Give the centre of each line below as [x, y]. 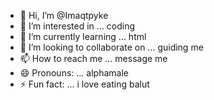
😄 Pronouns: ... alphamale [74, 73]
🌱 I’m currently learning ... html [83, 36]
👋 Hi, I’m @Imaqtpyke [64, 15]
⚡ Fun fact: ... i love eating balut [84, 84]
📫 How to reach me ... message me [93, 58]
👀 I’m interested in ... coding [77, 26]
